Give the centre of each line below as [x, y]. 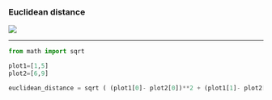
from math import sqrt [47, 52]
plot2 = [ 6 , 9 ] [28, 74]
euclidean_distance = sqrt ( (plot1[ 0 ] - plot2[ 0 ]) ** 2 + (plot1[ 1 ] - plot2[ [137, 88]
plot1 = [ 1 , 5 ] [28, 66]
